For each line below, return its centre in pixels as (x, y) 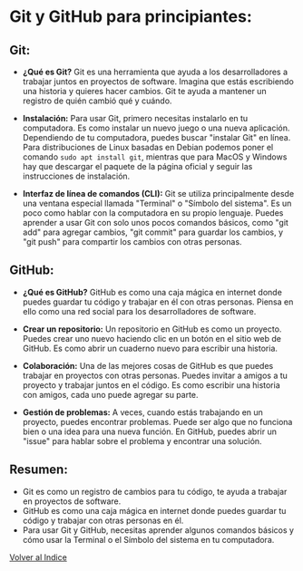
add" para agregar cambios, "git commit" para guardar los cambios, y (153, 232)
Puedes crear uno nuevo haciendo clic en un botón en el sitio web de (151, 338)
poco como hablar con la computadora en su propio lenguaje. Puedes (153, 213)
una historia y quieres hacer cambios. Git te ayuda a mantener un (144, 91)
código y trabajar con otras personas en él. (103, 520)
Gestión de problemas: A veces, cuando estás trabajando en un (142, 412)
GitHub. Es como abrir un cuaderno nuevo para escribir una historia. (150, 348)
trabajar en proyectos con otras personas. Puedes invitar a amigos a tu (155, 375)
